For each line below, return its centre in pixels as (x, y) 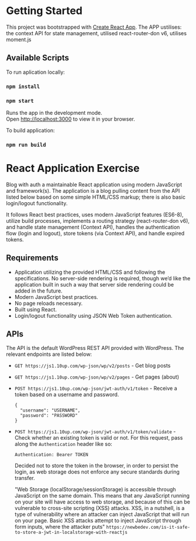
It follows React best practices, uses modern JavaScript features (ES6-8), (95, 215)
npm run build (26, 144)
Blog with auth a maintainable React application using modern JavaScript (94, 184)
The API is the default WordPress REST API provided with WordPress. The (95, 348)
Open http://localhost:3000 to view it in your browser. (71, 119)
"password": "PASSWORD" (49, 416)
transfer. (25, 478)
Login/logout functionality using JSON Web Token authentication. (93, 315)
